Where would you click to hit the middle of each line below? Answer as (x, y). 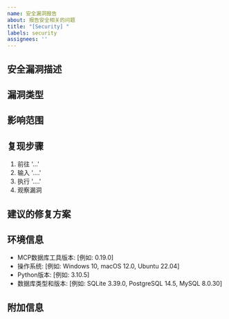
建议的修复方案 (39, 214)
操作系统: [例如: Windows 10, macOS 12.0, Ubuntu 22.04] (98, 266)
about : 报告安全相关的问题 (42, 20)
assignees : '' (28, 39)
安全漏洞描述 (35, 69)
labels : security (32, 33)
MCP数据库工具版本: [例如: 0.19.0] (65, 257)
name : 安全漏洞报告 (32, 13)
